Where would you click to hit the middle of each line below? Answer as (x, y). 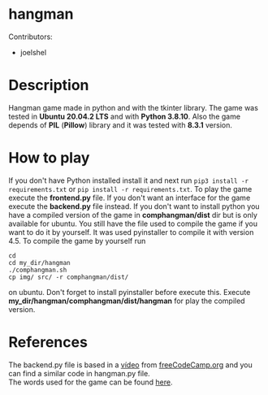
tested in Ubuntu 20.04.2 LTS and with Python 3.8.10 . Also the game (125, 116)
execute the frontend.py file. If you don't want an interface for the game (130, 197)
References (48, 342)
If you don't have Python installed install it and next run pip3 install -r (129, 180)
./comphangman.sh (38, 270)
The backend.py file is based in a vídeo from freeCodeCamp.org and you (131, 365)
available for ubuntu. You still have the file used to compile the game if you (133, 224)
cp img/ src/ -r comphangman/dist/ (69, 277)
